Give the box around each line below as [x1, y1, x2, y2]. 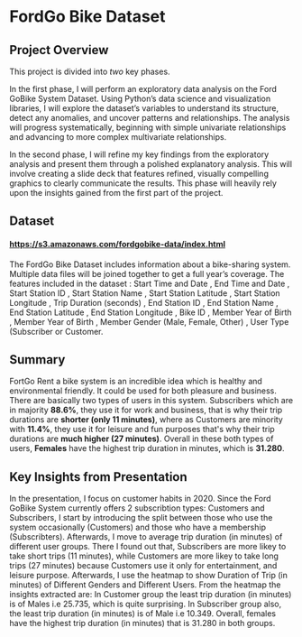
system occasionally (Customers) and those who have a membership [9, 522, 266, 533]
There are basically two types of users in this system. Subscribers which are [9, 395, 294, 406]
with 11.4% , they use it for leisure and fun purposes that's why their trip [9, 424, 275, 435]
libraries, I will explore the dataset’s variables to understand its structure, [9, 103, 279, 114]
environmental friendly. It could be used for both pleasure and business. [9, 385, 278, 396]
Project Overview [9, 42, 109, 58]
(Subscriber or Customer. [9, 326, 104, 337]
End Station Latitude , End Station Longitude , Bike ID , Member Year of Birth [9, 307, 292, 318]
